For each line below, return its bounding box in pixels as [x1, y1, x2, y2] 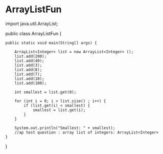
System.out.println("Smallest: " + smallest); [14, 125, 115, 130]
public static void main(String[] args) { [5, 40, 97, 46]
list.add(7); [14, 72, 42, 77]
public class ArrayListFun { [5, 30, 62, 36]
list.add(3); [14, 62, 42, 68]
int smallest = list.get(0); [14, 90, 77, 95]
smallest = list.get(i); [32, 107, 86, 113]
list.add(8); [14, 67, 42, 72]
